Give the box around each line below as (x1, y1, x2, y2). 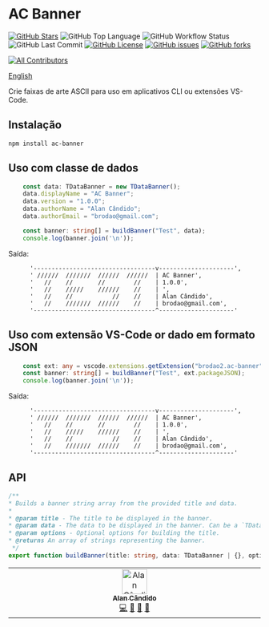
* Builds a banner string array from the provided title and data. (8, 499, 239, 508)
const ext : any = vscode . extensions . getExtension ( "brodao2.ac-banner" (22, 362, 263, 370)
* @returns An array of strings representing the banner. (8, 536, 206, 545)
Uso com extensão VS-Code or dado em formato (8, 328, 255, 342)
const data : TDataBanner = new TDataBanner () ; (22, 182, 181, 191)
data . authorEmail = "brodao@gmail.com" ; (22, 212, 159, 220)
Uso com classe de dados (8, 161, 139, 175)
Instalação (8, 118, 62, 132)
